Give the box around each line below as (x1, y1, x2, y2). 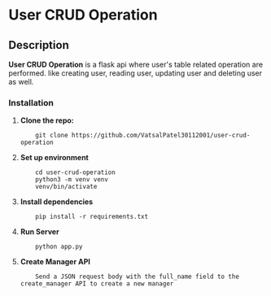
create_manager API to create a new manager (20, 280, 174, 288)
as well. (8, 77, 34, 86)
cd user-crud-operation (35, 168, 116, 176)
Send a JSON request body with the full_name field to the (35, 272, 240, 281)
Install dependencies (20, 197, 94, 207)
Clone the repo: (20, 115, 75, 125)
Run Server (20, 227, 59, 237)
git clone (35, 132, 68, 140)
